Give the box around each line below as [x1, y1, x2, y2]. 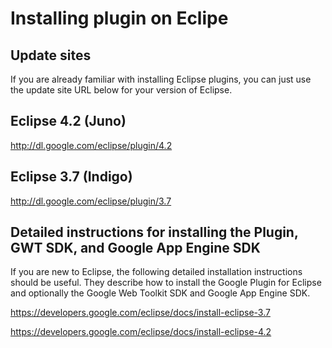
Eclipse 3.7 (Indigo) [10, 168, 133, 186]
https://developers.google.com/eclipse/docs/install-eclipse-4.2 [10, 326, 272, 338]
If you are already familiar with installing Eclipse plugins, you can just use [10, 73, 312, 85]
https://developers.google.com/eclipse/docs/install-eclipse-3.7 [10, 307, 271, 319]
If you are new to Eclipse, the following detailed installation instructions [10, 266, 303, 278]
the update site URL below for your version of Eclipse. [10, 84, 233, 96]
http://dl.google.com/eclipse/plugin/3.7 [10, 195, 172, 207]
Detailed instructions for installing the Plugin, [10, 224, 299, 241]
